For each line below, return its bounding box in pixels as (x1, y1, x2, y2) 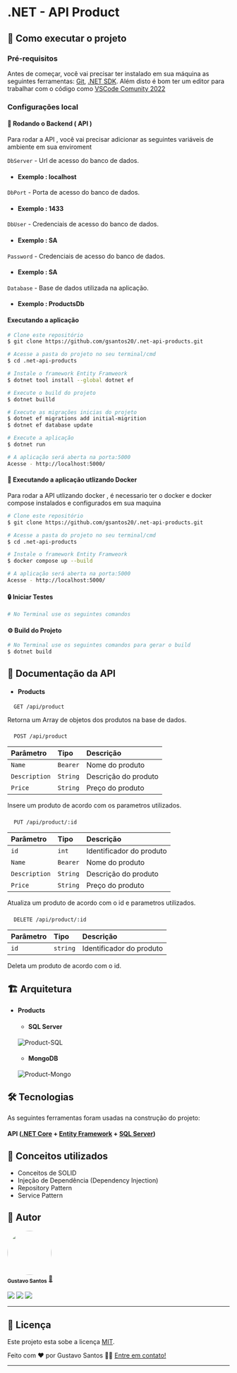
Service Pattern (17, 1191, 63, 1200)
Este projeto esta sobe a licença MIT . (7, 1338, 115, 1346)
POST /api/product (13, 733, 68, 740)
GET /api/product (13, 703, 65, 710)
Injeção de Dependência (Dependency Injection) (17, 1176, 159, 1185)
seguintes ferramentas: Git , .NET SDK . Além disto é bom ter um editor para (7, 77, 224, 85)
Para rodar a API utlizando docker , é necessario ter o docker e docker (7, 491, 212, 499)
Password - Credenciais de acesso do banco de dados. (7, 252, 166, 260)
